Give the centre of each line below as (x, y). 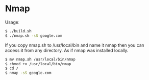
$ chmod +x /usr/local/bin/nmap (38, 64)
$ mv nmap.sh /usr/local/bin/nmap (40, 59)
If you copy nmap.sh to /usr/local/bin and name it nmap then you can (75, 45)
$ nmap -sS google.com (28, 73)
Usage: (12, 22)
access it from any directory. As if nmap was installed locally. (67, 50)
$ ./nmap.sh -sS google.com (34, 36)
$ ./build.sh (18, 31)
